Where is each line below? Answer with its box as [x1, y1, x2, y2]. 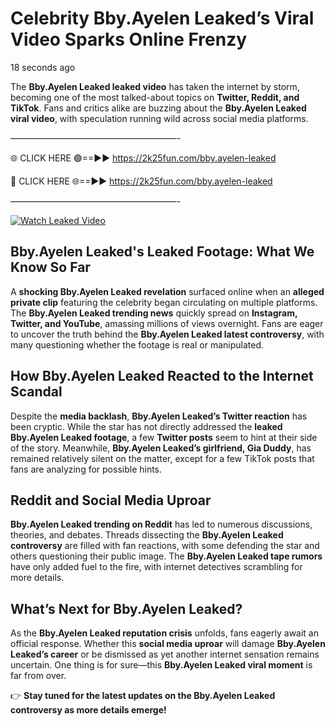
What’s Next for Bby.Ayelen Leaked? [10, 600, 243, 617]
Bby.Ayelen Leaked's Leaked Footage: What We [10, 243, 315, 261]
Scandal [10, 383, 63, 401]
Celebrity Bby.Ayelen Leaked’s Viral [10, 7, 315, 30]
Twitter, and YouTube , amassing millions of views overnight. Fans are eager [10, 317, 324, 329]
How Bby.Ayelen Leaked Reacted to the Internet [10, 368, 314, 385]
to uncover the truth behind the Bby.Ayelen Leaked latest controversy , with [10, 328, 325, 340]
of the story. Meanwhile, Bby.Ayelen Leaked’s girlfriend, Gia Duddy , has [10, 442, 312, 454]
